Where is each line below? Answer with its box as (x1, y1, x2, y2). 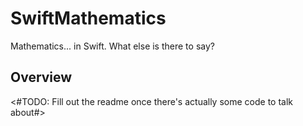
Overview (10, 69, 73, 86)
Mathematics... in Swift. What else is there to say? (10, 40, 215, 52)
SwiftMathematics (10, 7, 167, 30)
